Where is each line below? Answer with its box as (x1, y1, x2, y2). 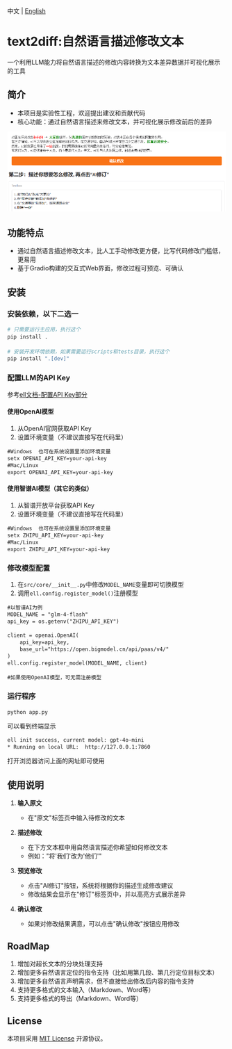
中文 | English (7, 7, 47, 15)
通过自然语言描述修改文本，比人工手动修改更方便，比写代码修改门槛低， (17, 247, 224, 255)
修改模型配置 (7, 563, 51, 573)
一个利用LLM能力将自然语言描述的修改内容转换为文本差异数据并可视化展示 (7, 58, 221, 66)
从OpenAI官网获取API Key (17, 424, 92, 432)
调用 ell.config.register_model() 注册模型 (17, 589, 139, 597)
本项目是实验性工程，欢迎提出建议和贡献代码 (17, 108, 146, 117)
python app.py (7, 708, 49, 715)
